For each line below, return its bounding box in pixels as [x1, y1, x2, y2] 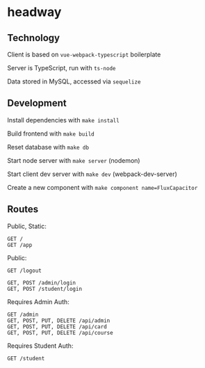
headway [7, 4, 62, 20]
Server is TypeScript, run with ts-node [7, 64, 116, 72]
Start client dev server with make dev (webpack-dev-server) [7, 170, 177, 178]
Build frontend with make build [7, 129, 95, 138]
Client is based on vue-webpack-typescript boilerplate [7, 50, 161, 58]
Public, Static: [7, 222, 47, 230]
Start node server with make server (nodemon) [7, 156, 140, 164]
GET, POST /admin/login [7, 279, 76, 286]
